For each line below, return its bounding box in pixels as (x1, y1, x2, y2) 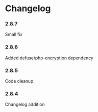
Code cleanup (5, 78, 33, 84)
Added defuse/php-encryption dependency (5, 55, 94, 61)
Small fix (5, 31, 23, 37)
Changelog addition (5, 101, 45, 108)
